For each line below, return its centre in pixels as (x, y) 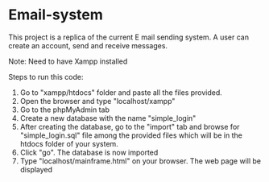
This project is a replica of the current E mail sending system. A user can (129, 37)
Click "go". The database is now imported (89, 152)
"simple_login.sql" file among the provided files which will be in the (131, 135)
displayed (36, 169)
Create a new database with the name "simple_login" (108, 118)
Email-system (56, 15)
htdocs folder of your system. (69, 143)
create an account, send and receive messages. (88, 45)
